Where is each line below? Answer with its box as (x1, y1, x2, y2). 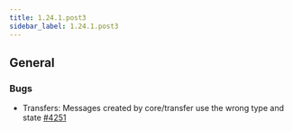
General (9, 55, 56, 70)
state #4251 (22, 112, 67, 123)
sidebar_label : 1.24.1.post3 (9, 22, 119, 31)
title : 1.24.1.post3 (9, 13, 87, 23)
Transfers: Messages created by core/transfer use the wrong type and (22, 103, 284, 114)
